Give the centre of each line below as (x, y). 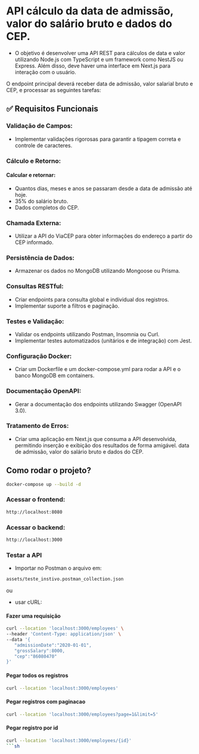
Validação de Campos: (40, 126)
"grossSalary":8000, (40, 650)
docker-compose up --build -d (44, 484)
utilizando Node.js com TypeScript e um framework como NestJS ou (99, 59)
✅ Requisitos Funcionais (52, 109)
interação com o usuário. (45, 72)
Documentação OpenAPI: (44, 391)
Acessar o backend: (36, 527)
